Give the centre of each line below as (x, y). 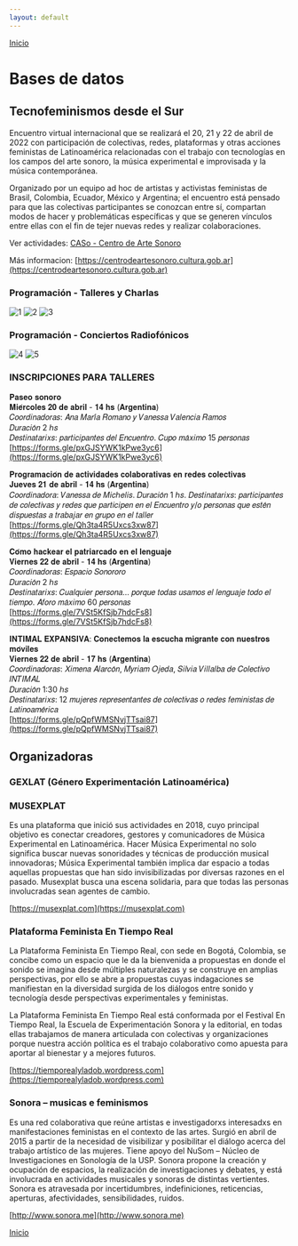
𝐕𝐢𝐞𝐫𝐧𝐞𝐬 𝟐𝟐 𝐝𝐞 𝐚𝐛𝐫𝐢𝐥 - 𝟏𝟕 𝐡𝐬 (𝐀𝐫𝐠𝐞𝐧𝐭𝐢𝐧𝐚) (80, 658)
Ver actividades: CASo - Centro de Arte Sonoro (95, 243)
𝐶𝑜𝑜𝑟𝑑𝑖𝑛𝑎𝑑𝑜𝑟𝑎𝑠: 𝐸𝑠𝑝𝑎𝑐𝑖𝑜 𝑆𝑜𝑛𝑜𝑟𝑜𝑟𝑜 (68, 571)
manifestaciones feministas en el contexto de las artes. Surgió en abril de (143, 1131)
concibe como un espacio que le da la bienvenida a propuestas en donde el (147, 961)
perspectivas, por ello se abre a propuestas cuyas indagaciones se (132, 979)
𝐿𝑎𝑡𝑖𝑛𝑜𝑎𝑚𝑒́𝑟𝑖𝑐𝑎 (34, 709)
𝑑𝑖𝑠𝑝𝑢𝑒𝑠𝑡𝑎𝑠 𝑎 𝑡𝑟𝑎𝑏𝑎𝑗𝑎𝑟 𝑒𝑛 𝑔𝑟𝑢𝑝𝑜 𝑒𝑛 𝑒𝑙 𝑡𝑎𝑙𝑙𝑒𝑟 (81, 514)
